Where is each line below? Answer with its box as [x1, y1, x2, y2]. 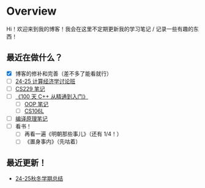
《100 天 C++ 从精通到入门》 [15, 93, 89, 100]
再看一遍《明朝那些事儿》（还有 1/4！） [24, 130, 122, 138]
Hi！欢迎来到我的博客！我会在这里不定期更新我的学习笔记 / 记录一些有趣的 [6, 25, 194, 32]
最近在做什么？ [6, 52, 63, 63]
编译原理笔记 [15, 115, 48, 123]
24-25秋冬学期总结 [15, 175, 63, 183]
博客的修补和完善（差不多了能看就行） [15, 70, 112, 77]
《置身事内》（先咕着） [24, 138, 81, 145]
